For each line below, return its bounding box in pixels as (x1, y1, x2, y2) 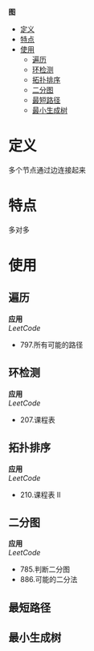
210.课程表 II (19, 490, 61, 499)
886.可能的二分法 (19, 575, 78, 585)
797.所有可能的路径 (19, 340, 84, 349)
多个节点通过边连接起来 (8, 165, 86, 174)
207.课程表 (19, 414, 56, 424)
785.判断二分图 (19, 564, 71, 574)
